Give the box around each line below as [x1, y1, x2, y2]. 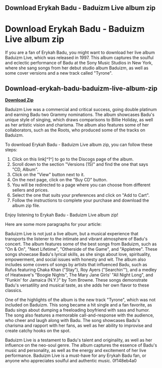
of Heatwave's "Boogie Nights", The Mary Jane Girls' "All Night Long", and [5, 272, 153, 278]
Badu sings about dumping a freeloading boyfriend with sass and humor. [5, 307, 150, 313]
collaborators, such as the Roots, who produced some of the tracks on [5, 127, 146, 133]
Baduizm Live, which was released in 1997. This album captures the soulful [5, 55, 154, 61]
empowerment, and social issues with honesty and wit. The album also [5, 256, 146, 262]
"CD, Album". [12, 167, 39, 173]
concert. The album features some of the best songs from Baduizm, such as [5, 241, 157, 247]
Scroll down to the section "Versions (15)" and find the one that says [12, 161, 148, 167]
